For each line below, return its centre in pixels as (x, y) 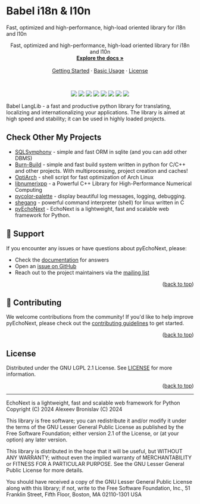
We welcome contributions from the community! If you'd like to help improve (100, 317)
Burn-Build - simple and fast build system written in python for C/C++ (100, 164)
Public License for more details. (45, 470)
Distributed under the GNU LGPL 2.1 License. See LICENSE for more (89, 368)
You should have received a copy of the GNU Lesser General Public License (99, 482)
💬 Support (25, 234)
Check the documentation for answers (62, 260)
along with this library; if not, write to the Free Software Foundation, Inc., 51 (98, 488)
